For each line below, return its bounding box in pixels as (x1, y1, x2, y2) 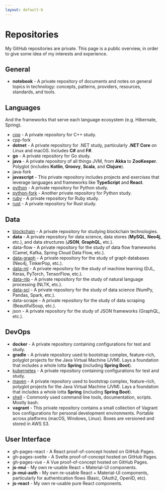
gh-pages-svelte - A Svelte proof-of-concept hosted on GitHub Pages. (12, 454, 158, 460)
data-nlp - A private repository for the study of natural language (12, 276, 143, 282)
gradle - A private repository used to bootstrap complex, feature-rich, (12, 352, 156, 358)
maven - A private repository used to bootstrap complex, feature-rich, (12, 378, 156, 384)
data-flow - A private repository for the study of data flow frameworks (12, 244, 157, 250)
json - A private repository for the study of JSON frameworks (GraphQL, (12, 308, 161, 314)
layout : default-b (5, 7, 43, 12)
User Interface (5, 435, 51, 444)
